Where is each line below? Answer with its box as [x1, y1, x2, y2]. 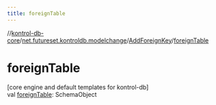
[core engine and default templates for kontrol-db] [7, 83, 149, 91]
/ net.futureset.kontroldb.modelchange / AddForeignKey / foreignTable [19, 36, 209, 45]
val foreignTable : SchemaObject [7, 90, 97, 98]
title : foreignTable [7, 10, 66, 17]
